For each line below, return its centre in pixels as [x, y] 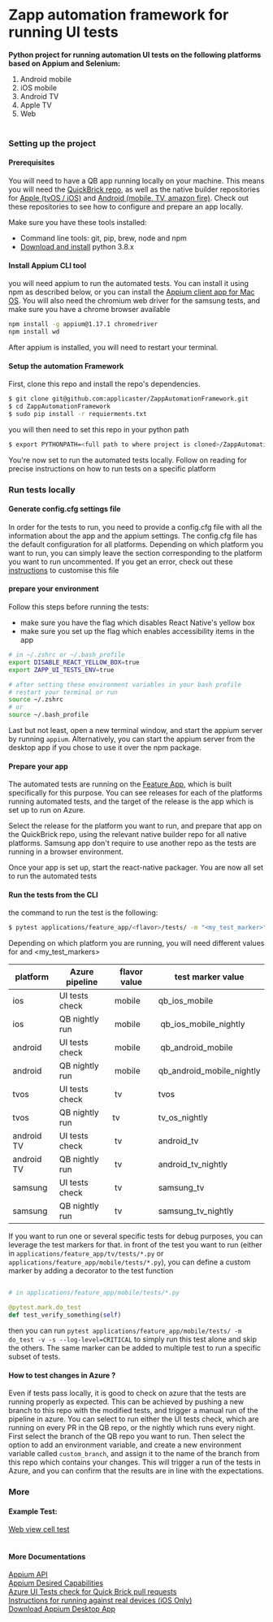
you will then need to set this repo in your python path [99, 429]
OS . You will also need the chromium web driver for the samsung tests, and [134, 301]
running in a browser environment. [66, 852]
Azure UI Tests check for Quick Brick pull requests [93, 1592]
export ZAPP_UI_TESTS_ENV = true [61, 670]
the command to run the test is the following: [83, 913]
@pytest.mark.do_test [45, 1308]
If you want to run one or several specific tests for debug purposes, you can [136, 1236]
